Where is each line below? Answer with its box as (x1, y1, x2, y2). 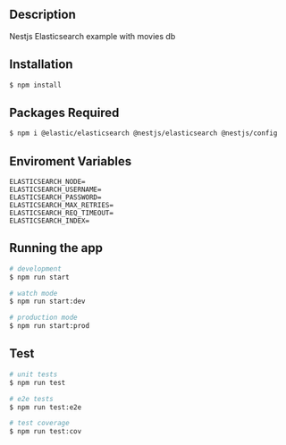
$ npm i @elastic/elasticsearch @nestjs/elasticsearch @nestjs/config (9, 129, 278, 138)
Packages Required (9, 105, 120, 120)
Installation (9, 57, 73, 72)
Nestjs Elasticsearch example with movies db (9, 30, 176, 41)
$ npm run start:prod (9, 322, 90, 331)
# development (9, 264, 63, 273)
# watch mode (9, 289, 58, 298)
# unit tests (9, 370, 58, 379)
